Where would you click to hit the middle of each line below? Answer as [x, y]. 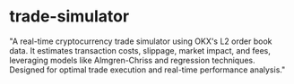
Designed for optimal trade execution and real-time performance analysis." [147, 70]
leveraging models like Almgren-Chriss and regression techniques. [132, 60]
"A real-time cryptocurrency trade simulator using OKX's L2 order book [141, 41]
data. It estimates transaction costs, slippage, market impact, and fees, [140, 50]
